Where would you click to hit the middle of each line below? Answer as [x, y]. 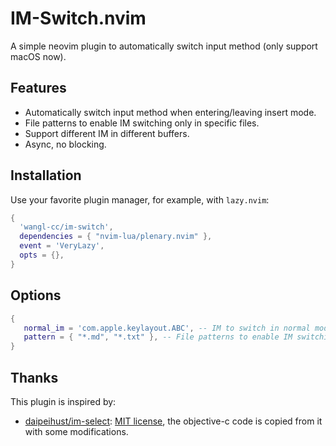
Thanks [34, 377]
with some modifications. [76, 431]
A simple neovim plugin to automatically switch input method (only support [164, 46]
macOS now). [38, 56]
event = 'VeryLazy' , [62, 246]
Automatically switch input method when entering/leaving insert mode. [170, 112]
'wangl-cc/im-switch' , [66, 227]
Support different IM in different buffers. [107, 133]
